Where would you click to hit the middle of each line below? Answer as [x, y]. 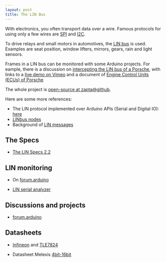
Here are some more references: [39, 99]
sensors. [14, 54]
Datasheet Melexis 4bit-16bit [42, 254]
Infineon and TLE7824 [35, 245]
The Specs [22, 140]
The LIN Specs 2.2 [31, 152]
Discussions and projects [45, 205]
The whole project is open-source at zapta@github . [58, 89]
